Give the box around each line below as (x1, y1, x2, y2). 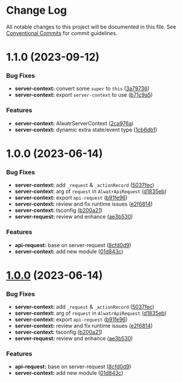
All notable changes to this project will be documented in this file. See (6, 23, 177, 30)
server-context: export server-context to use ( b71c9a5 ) (14, 91, 153, 99)
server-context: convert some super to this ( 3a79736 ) (14, 85, 150, 92)
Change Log (6, 4, 67, 17)
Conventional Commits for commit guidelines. (6, 29, 117, 36)
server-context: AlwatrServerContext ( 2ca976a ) (14, 119, 134, 127)
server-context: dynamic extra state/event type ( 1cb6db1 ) (14, 126, 158, 133)
